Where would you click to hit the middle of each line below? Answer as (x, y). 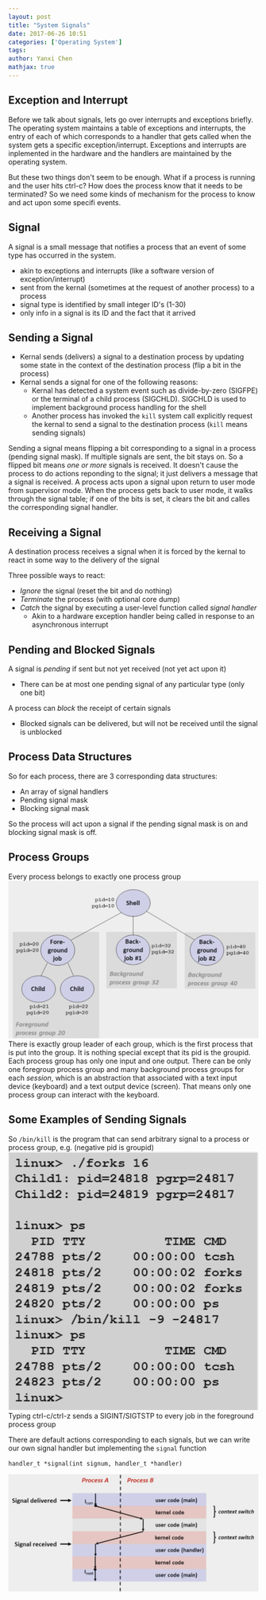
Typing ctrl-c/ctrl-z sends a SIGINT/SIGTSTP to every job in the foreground (131, 1416)
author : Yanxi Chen (40, 59)
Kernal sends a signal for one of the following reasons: (109, 383)
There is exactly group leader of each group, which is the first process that (131, 1044)
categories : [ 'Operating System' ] (66, 42)
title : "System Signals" (49, 25)
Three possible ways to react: (57, 576)
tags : (17, 50)
